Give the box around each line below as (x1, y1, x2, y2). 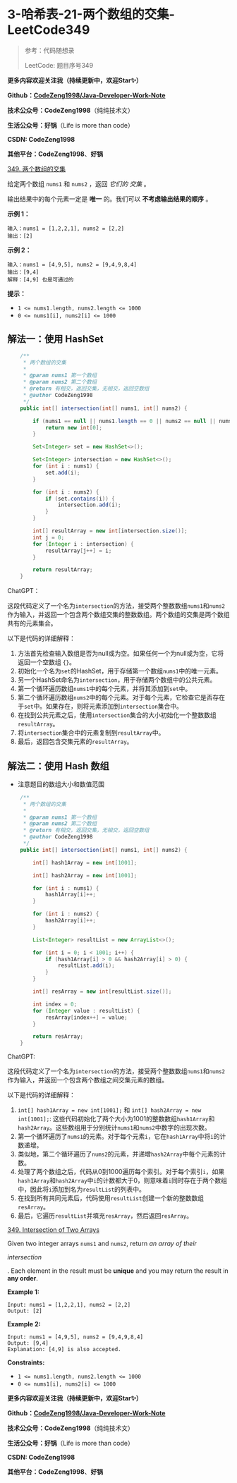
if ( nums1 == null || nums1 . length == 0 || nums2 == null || (32, 417, 217, 425)
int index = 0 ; (32, 1001, 78, 1008)
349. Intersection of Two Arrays (7, 1226, 100, 1234)
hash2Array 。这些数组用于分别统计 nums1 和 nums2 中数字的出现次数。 (17, 1123, 211, 1132)
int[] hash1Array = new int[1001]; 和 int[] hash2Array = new (17, 1106, 202, 1114)
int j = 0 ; (32, 534, 65, 541)
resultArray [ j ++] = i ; (44, 547, 112, 554)
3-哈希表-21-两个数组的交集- (7, 6, 175, 23)
